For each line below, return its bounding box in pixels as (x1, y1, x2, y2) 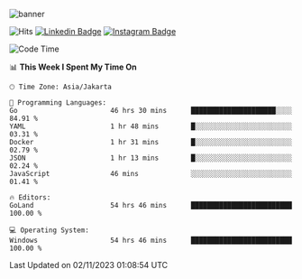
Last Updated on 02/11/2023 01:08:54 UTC (9, 260, 169, 270)
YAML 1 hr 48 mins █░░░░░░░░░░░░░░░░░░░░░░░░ (9, 122, 293, 131)
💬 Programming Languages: (9, 98, 106, 107)
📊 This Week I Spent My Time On (9, 61, 137, 72)
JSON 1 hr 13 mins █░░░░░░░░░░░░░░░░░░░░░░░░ (9, 153, 293, 163)
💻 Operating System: (9, 226, 90, 235)
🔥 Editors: (9, 193, 51, 202)
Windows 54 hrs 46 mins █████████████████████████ (9, 236, 293, 245)
